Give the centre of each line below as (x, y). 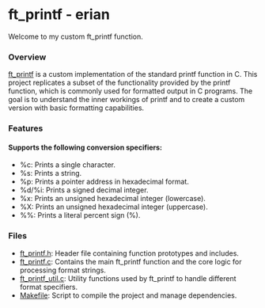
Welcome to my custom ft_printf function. (76, 36)
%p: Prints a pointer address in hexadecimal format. (104, 182)
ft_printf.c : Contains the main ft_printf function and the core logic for (131, 261)
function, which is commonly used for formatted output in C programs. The (131, 91)
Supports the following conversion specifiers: (85, 147)
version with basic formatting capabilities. (76, 108)
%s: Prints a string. (51, 173)
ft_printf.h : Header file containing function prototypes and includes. (129, 253)
